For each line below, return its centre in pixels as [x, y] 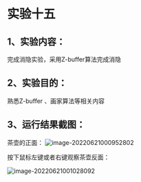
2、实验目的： [37, 83]
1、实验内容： [36, 42]
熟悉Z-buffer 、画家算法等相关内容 [56, 101]
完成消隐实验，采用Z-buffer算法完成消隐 [64, 59]
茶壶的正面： [25, 142]
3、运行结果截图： [46, 125]
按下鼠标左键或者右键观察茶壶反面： [58, 157]
